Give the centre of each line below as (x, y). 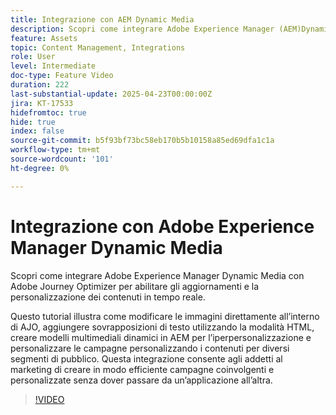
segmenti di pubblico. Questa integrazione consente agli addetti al (146, 358)
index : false (37, 131)
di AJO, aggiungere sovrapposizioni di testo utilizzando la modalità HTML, (162, 327)
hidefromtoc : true (48, 112)
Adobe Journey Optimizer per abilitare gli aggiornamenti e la (135, 286)
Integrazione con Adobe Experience (162, 226)
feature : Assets (44, 38)
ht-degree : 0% (40, 168)
